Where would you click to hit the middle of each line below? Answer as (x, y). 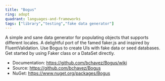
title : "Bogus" (21, 10)
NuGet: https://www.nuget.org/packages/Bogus (61, 73)
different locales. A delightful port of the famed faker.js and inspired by (77, 43)
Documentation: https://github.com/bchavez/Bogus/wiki (70, 63)
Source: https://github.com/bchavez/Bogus (56, 68)
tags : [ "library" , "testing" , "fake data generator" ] (59, 23)
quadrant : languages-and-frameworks (43, 19)
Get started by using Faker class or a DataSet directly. (60, 53)
